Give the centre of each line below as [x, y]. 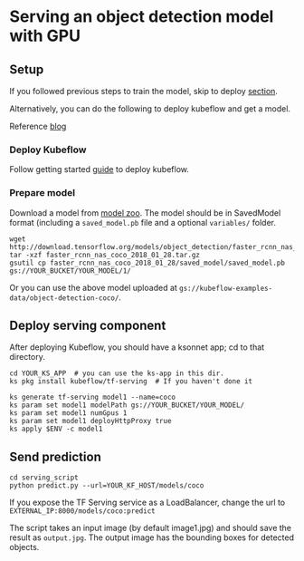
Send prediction [55, 456]
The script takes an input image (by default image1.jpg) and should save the [151, 528]
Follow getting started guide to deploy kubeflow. [100, 169]
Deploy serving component [88, 325]
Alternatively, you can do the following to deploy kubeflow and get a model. [150, 109]
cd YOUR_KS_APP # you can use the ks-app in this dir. [117, 373]
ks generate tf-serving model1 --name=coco [93, 397]
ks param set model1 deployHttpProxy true [90, 421]
